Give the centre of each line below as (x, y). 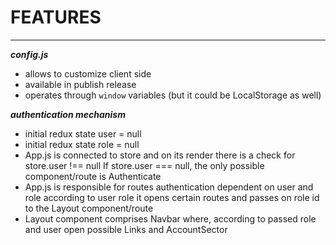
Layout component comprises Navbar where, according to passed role (170, 218)
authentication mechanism (68, 114)
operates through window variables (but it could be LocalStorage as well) (173, 95)
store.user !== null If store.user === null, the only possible (144, 165)
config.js (29, 54)
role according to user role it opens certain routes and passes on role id (172, 197)
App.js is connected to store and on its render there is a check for (160, 155)
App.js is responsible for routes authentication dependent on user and (169, 187)
